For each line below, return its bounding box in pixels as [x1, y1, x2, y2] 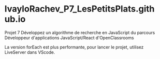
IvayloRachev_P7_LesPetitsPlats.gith [4, 3, 155, 15]
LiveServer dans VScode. [4, 49, 55, 55]
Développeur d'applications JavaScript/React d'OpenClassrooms [4, 35, 134, 41]
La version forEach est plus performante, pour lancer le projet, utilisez [4, 44, 144, 50]
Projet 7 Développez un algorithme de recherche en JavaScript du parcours [4, 29, 155, 35]
